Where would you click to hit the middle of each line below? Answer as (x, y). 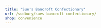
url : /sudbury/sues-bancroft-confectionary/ (51, 14)
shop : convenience (24, 18)
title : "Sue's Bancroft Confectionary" (45, 9)
